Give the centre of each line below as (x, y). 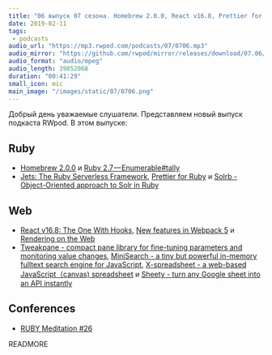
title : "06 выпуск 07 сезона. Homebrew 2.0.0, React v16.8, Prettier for (136, 16)
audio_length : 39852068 (49, 69)
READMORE (28, 344)
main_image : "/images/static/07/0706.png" (81, 91)
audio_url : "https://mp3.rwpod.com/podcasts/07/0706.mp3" (108, 46)
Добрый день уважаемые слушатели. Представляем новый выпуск (125, 114)
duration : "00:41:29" (45, 76)
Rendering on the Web (57, 239)
